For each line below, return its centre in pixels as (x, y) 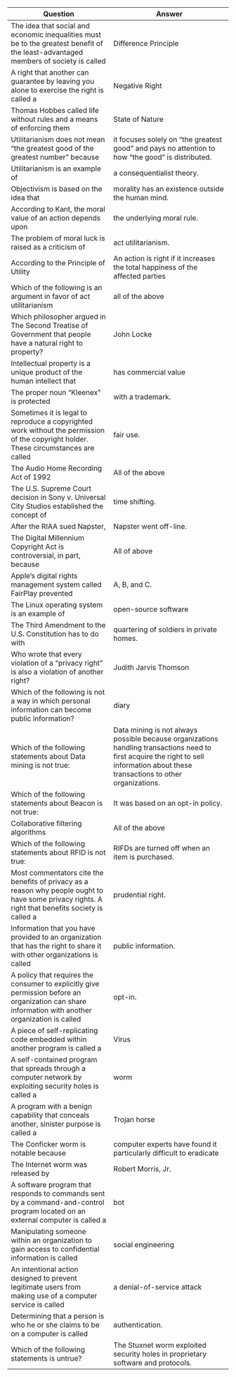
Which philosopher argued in (59, 317)
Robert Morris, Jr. (143, 1169)
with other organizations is (54, 955)
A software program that (51, 1185)
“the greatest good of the (52, 148)
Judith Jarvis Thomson (151, 667)
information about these (153, 765)
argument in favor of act (51, 296)
